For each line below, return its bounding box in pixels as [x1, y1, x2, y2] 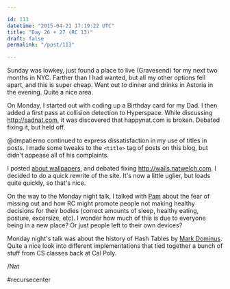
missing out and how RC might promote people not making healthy [7, 199, 195, 208]
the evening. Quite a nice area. [7, 88, 94, 97]
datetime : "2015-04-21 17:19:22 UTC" [7, 22, 115, 29]
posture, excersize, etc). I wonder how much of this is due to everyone [7, 214, 207, 223]
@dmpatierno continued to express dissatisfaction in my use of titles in [7, 136, 207, 144]
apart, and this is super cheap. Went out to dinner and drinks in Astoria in [7, 81, 214, 89]
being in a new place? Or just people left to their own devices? [7, 221, 183, 229]
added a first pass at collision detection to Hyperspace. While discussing [7, 109, 213, 117]
